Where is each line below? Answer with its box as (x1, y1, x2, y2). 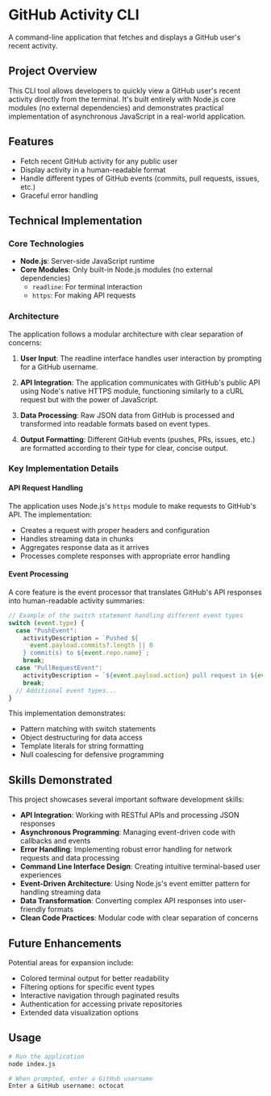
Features (8, 135, 54, 148)
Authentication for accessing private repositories (19, 999, 183, 1009)
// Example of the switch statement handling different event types (8, 611, 244, 619)
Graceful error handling (19, 190, 98, 200)
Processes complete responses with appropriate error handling (19, 551, 231, 561)
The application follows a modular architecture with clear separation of (8, 329, 244, 339)
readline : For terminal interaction (31, 282, 143, 292)
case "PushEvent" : (15, 627, 78, 635)
